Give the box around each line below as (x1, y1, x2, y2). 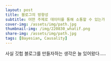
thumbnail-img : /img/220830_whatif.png (5, 26, 91, 32)
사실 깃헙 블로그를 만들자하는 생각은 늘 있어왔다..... (5, 50, 106, 56)
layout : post (5, 7, 33, 13)
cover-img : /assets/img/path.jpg (5, 21, 77, 27)
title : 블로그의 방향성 (5, 12, 49, 17)
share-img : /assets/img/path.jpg (5, 31, 77, 36)
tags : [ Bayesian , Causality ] (5, 36, 68, 41)
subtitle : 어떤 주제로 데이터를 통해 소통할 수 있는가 (5, 17, 105, 22)
